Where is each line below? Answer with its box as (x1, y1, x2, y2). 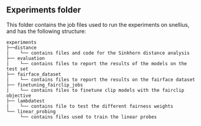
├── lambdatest (6, 97, 45, 104)
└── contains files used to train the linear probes (20, 114, 157, 120)
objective (6, 93, 32, 99)
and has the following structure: (6, 27, 87, 35)
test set (6, 66, 29, 72)
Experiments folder (6, 5, 81, 15)
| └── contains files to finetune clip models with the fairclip (6, 87, 185, 93)
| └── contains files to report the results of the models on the (6, 60, 188, 66)
